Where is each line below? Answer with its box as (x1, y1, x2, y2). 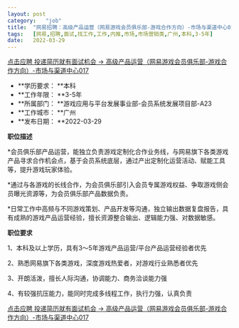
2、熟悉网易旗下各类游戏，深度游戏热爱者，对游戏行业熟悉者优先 (7, 259, 198, 267)
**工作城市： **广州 (17, 108, 76, 117)
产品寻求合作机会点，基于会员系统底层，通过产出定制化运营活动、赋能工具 (7, 156, 225, 165)
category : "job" (7, 17, 62, 24)
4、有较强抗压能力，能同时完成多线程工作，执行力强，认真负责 (7, 289, 193, 298)
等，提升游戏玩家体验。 (7, 165, 76, 174)
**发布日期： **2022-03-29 (17, 117, 102, 125)
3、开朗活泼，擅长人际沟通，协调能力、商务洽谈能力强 (7, 274, 167, 282)
